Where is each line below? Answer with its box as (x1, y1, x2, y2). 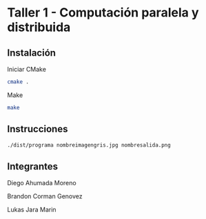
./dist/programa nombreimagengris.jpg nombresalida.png (7, 141, 171, 149)
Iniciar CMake (7, 65, 47, 73)
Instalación (7, 47, 56, 59)
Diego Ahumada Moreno (7, 179, 77, 187)
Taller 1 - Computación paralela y (7, 5, 199, 21)
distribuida (7, 19, 71, 35)
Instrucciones (7, 123, 68, 135)
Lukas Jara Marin (7, 205, 56, 214)
